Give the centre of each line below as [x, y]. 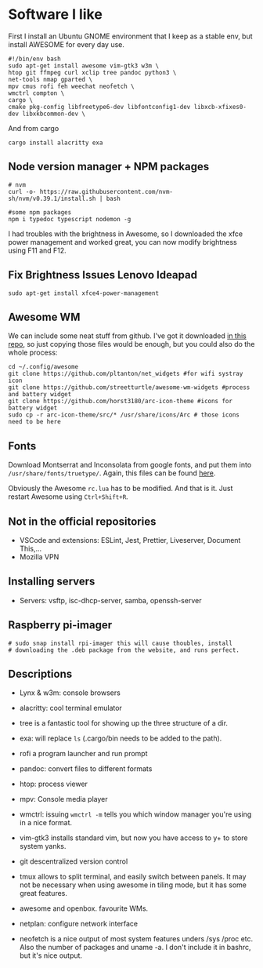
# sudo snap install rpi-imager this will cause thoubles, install [121, 643]
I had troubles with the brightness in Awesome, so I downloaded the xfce [126, 234]
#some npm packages [40, 212]
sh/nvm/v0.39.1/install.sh [52, 198]
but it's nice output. [51, 955]
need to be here [34, 422]
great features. [43, 893]
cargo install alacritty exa [56, 143]
